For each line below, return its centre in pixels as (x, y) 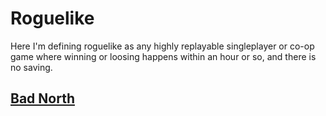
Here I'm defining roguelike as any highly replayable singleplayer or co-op (162, 46)
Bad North (42, 98)
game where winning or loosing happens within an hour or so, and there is (163, 56)
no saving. (31, 67)
